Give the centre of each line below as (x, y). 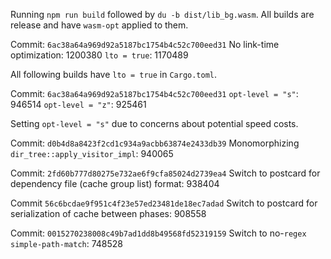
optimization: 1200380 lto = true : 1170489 (99, 55)
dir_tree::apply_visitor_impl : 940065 (92, 153)
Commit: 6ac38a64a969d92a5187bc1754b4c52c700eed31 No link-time (145, 44)
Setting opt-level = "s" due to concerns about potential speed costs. (154, 123)
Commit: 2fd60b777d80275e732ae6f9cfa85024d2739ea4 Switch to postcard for (165, 173)
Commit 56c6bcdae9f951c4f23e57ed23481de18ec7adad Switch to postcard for (164, 203)
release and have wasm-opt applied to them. (99, 25)
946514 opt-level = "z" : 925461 (78, 104)
